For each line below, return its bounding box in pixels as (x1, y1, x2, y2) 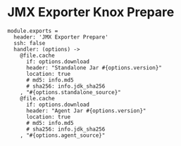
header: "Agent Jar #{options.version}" (25, 107, 146, 114)
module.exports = (7, 27, 58, 34)
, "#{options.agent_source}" (20, 131, 106, 139)
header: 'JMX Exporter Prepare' (13, 33, 109, 41)
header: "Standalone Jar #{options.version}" (25, 64, 162, 71)
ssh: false (13, 39, 46, 46)
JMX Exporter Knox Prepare (7, 4, 175, 20)
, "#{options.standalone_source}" (20, 88, 121, 95)
